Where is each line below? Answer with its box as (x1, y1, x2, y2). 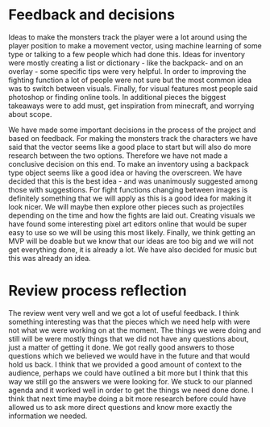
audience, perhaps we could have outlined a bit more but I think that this (8, 368, 248, 378)
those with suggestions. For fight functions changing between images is (8, 184, 248, 194)
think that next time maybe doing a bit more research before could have (8, 393, 247, 404)
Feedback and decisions (8, 6, 176, 24)
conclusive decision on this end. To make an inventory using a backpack (8, 159, 250, 168)
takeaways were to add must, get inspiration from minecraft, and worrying (8, 101, 255, 110)
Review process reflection (8, 282, 187, 300)
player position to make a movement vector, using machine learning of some (8, 40, 262, 50)
